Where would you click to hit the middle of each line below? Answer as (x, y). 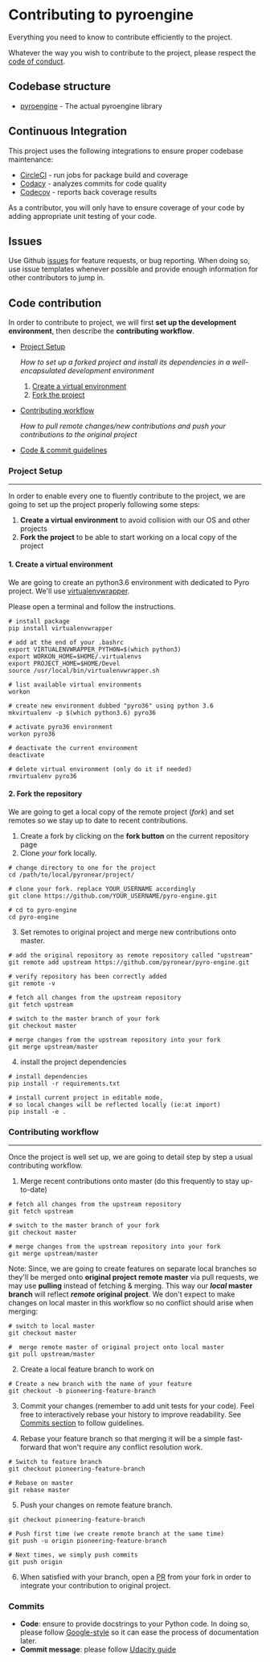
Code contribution (55, 303)
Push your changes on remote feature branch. (96, 1505)
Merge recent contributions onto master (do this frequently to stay (129, 1182)
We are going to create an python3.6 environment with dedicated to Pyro (129, 582)
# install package (39, 621)
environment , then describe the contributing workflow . (101, 331)
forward (33, 1447)
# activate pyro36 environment (61, 727)
